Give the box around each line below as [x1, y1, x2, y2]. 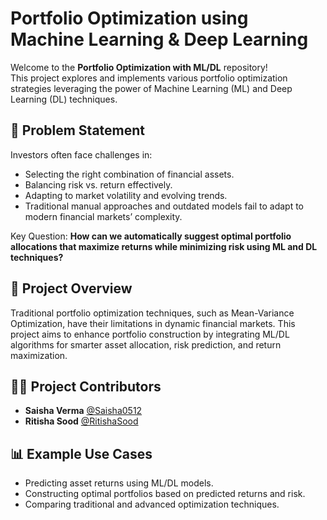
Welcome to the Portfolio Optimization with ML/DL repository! [10, 61, 268, 73]
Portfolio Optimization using [10, 7, 249, 30]
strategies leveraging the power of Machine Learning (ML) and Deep [10, 82, 293, 94]
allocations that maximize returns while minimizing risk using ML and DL [10, 240, 318, 252]
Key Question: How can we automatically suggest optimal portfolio [10, 230, 292, 242]
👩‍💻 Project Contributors [10, 378, 162, 395]
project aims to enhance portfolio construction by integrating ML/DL [10, 328, 290, 340]
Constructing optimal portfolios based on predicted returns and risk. [24, 488, 306, 500]
